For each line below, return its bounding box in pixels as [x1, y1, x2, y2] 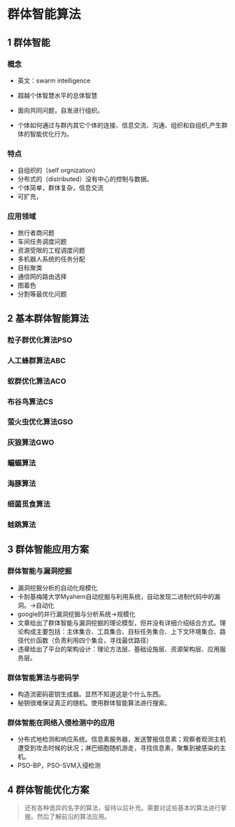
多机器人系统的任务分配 [17, 255, 85, 263]
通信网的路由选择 [17, 272, 67, 281]
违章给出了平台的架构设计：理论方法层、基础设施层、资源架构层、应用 [17, 644, 220, 653]
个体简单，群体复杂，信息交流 [17, 183, 104, 192]
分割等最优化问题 [17, 290, 67, 298]
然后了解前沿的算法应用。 [36, 812, 111, 821]
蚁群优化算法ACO [7, 376, 66, 386]
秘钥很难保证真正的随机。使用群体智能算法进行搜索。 [17, 699, 171, 707]
